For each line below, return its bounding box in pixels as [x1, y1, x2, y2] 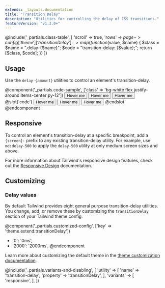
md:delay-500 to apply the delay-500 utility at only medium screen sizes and [5, 143, 158, 148]
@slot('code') [5, 99, 33, 105]
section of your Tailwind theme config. [5, 213, 83, 219]
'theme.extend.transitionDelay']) [5, 228, 70, 234]
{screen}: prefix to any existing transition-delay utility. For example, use [5, 137, 151, 143]
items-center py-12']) [20, 92, 64, 98]
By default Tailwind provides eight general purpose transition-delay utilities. [5, 202, 158, 209]
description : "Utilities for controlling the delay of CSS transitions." [5, 16, 160, 21]
